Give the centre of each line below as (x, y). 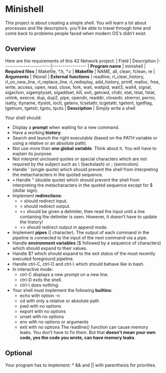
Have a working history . (37, 133)
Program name (106, 66)
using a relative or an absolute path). (50, 143)
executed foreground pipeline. (43, 259)
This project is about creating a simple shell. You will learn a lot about (76, 23)
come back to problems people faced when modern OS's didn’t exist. (76, 33)
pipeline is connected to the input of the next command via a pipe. (80, 237)
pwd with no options (40, 306)
